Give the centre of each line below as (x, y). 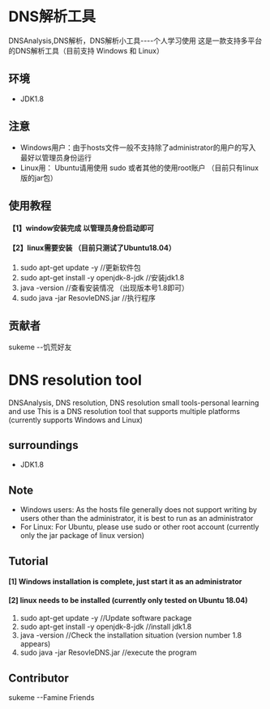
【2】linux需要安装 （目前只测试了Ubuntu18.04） (92, 248)
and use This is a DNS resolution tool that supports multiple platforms (124, 411)
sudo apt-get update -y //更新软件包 (80, 267)
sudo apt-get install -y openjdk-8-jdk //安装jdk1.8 (102, 277)
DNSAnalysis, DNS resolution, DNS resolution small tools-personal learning (134, 403)
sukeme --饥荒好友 (40, 347)
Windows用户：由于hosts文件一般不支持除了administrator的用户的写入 (138, 147)
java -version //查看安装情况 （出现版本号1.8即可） (104, 288)
